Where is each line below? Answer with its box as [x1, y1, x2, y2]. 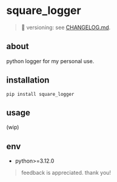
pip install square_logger [6, 91, 75, 97]
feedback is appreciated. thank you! [21, 169, 111, 177]
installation [6, 75, 50, 86]
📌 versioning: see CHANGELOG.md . [21, 24, 111, 31]
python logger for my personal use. [6, 57, 95, 64]
